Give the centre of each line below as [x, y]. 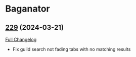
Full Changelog [21, 39]
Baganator [28, 9]
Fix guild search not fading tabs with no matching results [72, 49]
